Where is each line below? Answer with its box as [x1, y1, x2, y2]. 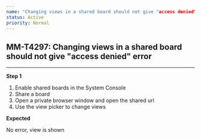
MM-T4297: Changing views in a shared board [6, 42, 182, 52]
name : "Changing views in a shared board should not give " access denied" [6, 8, 197, 15]
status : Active [6, 14, 44, 20]
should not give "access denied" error [6, 51, 152, 61]
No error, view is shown [6, 126, 65, 134]
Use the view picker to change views [14, 103, 106, 110]
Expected [6, 115, 31, 122]
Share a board [14, 91, 50, 98]
